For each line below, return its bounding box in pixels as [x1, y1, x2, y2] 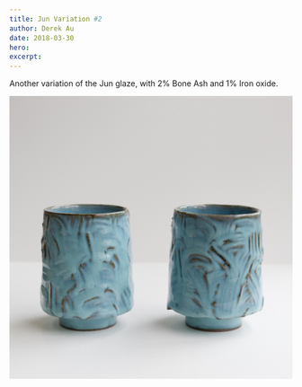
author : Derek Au [9, 23, 75, 33]
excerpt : [9, 52, 42, 62]
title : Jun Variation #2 [9, 14, 102, 23]
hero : [9, 43, 30, 52]
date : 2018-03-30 [9, 33, 75, 42]
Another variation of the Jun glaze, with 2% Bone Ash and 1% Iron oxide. [9, 78, 279, 89]
